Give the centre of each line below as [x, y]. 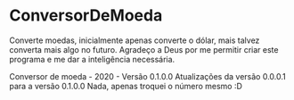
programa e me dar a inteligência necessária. [92, 59]
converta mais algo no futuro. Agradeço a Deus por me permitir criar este [144, 49]
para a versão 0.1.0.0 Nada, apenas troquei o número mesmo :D [126, 86]
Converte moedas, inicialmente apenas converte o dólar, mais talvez [135, 40]
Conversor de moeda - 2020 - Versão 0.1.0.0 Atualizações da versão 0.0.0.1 [148, 76]
